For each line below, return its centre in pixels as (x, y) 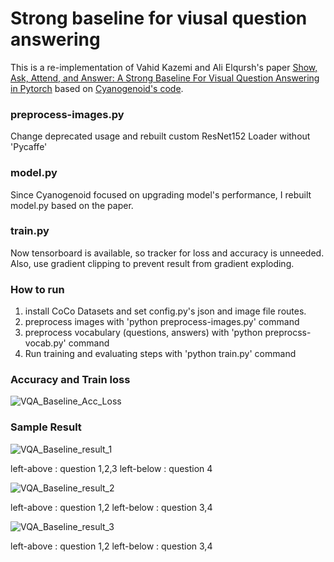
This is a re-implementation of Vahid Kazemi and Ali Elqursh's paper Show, (164, 67)
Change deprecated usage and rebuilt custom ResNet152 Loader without (160, 136)
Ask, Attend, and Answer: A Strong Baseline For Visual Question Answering (165, 78)
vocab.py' (45, 343)
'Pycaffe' (29, 147)
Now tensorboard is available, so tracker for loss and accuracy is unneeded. (167, 253)
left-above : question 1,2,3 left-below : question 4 (111, 468)
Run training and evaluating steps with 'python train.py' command (160, 354)
